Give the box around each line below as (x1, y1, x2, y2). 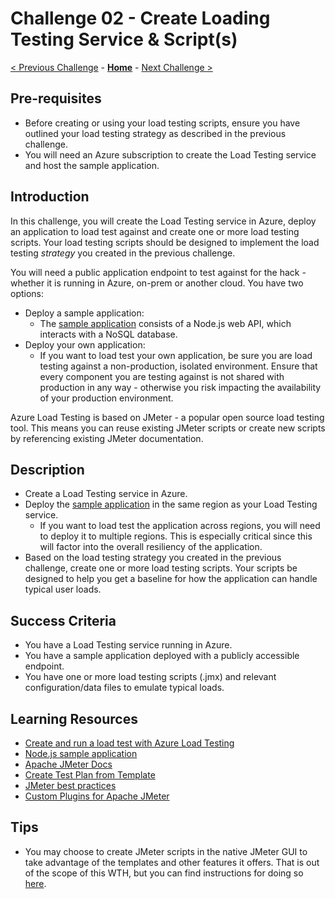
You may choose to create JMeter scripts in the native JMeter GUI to (24, 845, 308, 857)
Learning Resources (10, 710, 138, 727)
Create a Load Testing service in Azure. (24, 488, 188, 500)
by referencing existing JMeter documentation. (10, 432, 204, 444)
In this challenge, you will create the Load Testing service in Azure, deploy (10, 215, 317, 227)
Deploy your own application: (24, 338, 146, 351)
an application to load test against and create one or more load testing (10, 225, 300, 237)
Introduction (10, 188, 90, 206)
